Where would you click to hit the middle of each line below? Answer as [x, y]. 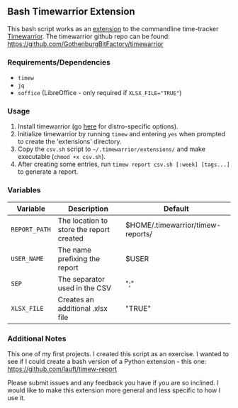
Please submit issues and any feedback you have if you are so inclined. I [113, 383]
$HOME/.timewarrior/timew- [173, 225]
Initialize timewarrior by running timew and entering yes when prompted [121, 134]
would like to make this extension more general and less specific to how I [114, 390]
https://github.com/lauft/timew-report [62, 369]
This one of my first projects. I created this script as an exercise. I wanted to [118, 354]
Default [176, 209]
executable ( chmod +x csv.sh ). [62, 157]
